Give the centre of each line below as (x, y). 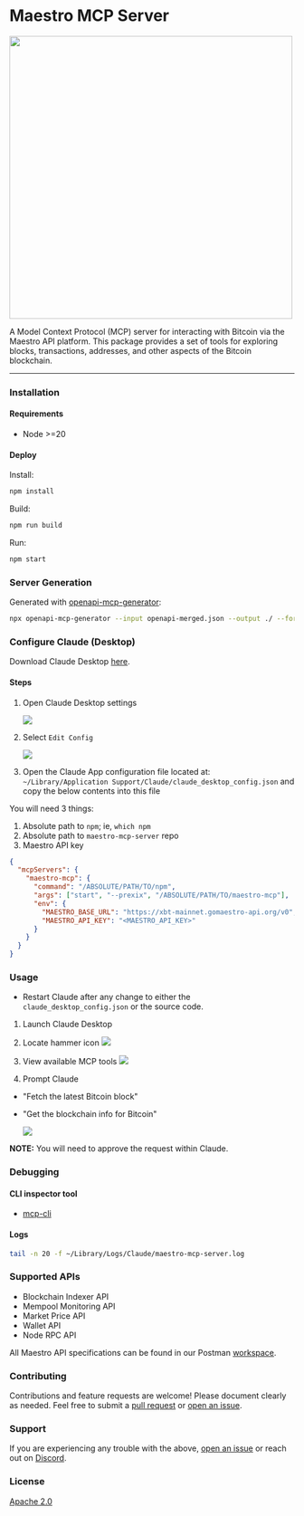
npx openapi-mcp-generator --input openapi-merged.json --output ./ (141, 619)
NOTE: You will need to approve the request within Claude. (119, 1149)
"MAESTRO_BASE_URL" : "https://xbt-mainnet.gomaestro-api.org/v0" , (170, 912)
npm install (32, 491)
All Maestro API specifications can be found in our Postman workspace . (143, 1352)
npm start (28, 559)
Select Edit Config (57, 737)
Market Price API (54, 1316)
